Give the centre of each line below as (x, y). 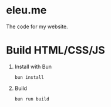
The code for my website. (37, 26)
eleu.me (26, 10)
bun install (29, 77)
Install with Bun (33, 66)
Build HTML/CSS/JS (56, 50)
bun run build (32, 99)
